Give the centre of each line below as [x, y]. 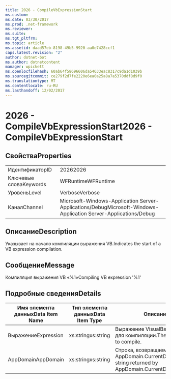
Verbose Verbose [80, 192]
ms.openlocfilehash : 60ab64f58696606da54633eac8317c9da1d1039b [74, 72]
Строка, [125, 350]
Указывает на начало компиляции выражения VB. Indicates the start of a [83, 244]
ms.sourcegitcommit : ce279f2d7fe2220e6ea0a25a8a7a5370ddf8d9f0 [74, 76]
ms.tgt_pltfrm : [21, 39]
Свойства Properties [39, 156]
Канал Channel [25, 207]
